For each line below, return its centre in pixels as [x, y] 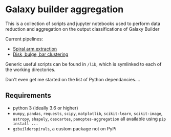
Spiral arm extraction [35, 49]
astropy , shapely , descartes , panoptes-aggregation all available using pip [89, 119]
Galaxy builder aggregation [65, 9]
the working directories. [30, 70]
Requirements [28, 96]
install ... [25, 124]
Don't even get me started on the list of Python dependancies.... [73, 79]
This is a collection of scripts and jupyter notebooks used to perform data [83, 24]
